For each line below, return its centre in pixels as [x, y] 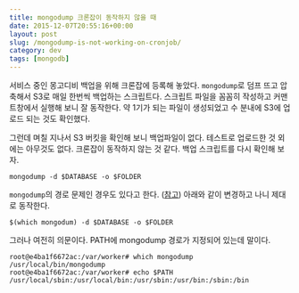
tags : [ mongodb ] [39, 59]
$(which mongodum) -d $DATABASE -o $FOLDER [91, 223]
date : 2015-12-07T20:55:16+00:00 [71, 26]
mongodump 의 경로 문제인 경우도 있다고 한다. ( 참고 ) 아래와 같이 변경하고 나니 [139, 194]
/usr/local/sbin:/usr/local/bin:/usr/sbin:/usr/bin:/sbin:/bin [129, 281]
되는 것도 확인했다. [58, 118]
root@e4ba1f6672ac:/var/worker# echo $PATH [91, 273]
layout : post [33, 34]
